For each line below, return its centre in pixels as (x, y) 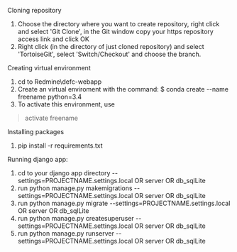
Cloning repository (34, 10)
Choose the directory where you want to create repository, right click (118, 24)
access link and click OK (54, 39)
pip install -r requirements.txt (60, 146)
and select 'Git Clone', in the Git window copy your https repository (116, 32)
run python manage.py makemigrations (75, 188)
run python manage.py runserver (66, 233)
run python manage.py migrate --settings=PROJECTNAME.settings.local (124, 203)
